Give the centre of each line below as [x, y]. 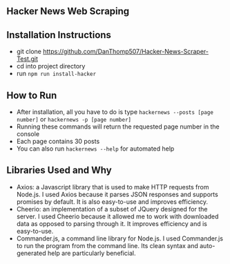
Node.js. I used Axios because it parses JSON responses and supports [117, 194]
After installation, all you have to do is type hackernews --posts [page [115, 112]
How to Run [32, 95]
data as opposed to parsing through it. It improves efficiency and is [112, 223]
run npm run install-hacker [56, 74]
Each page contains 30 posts [58, 142]
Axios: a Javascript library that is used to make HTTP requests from [113, 187]
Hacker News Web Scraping [68, 11]
